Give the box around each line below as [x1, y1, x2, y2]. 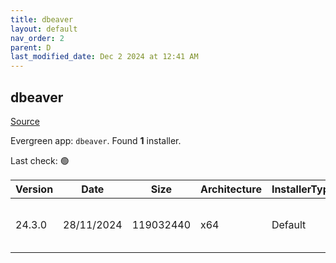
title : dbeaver [10, 14, 74, 25]
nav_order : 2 [10, 33, 65, 43]
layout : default [10, 24, 78, 34]
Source [10, 115, 40, 127]
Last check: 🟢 [10, 154, 70, 166]
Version [15, 182, 54, 196]
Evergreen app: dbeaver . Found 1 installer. [10, 134, 182, 146]
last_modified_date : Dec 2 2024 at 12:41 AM [10, 52, 199, 62]
